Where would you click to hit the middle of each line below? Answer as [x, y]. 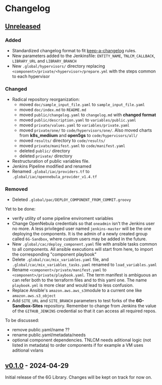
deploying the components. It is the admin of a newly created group [80, 234]
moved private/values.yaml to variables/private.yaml [74, 125]
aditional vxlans [28, 350]
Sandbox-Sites [27, 306]
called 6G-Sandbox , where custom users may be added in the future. [79, 239]
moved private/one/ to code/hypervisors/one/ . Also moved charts [86, 130]
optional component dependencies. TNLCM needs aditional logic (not [81, 340]
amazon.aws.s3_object [34, 296]
